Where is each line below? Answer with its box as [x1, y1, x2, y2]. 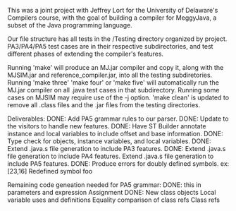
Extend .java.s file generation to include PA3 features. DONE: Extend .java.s [7, 145, 226, 152]
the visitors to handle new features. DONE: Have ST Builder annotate [7, 122, 206, 130]
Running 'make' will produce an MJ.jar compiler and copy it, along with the [7, 64, 224, 71]
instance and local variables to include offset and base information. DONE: [7, 130, 223, 138]
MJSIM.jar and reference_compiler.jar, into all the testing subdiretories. [7, 71, 213, 79]
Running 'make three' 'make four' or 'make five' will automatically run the [7, 78, 220, 87]
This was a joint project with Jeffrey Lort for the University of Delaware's [7, 6, 218, 14]
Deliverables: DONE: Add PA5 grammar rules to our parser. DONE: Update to [7, 114, 229, 123]
